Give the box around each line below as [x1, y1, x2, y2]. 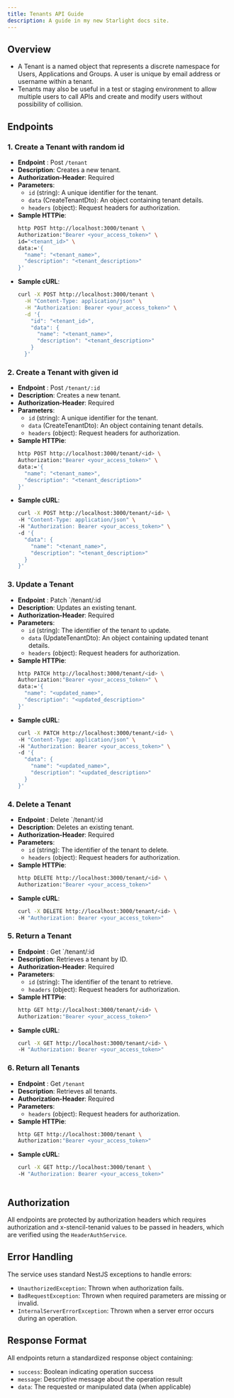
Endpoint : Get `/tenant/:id [17, 947, 95, 956]
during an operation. [17, 1313, 78, 1323]
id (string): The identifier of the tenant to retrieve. [28, 977, 173, 986]
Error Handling [7, 1251, 73, 1263]
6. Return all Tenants [7, 1063, 80, 1073]
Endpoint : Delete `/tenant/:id [17, 816, 104, 824]
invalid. [17, 1298, 39, 1307]
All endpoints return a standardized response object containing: [7, 1353, 194, 1362]
